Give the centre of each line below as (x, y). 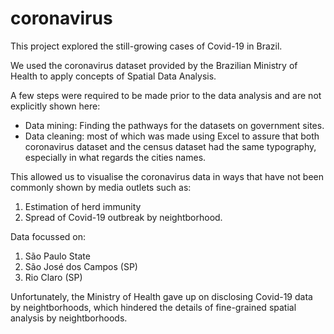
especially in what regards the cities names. (115, 157)
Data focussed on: (48, 236)
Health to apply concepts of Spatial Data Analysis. (113, 76)
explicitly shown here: (55, 106)
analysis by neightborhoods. (69, 318)
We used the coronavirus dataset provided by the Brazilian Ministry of (154, 65)
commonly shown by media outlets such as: (101, 187)
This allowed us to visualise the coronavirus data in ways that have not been (167, 176)
